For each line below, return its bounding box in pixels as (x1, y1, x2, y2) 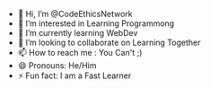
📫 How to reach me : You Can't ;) (17, 48, 143, 57)
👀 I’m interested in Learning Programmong (17, 18, 175, 29)
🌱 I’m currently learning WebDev (17, 28, 138, 38)
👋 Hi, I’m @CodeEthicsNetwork (17, 9, 133, 19)
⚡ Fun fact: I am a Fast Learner (17, 70, 132, 81)
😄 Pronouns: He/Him (17, 60, 97, 71)
